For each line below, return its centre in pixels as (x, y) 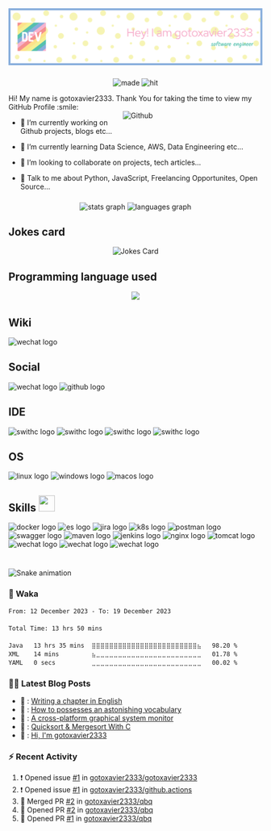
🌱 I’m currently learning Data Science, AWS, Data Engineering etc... (131, 146)
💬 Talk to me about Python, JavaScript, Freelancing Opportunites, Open (139, 177)
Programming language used (83, 276)
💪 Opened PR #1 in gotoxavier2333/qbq (86, 819)
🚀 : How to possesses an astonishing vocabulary (100, 709)
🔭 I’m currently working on (64, 122)
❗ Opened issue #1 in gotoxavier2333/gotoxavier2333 (108, 778)
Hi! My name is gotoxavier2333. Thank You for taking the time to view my (130, 98)
